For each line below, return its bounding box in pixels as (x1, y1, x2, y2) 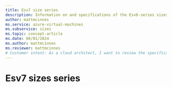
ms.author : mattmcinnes (5, 41, 56, 46)
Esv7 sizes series (5, 72, 80, 84)
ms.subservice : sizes (5, 27, 52, 32)
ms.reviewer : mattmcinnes (5, 46, 60, 51)
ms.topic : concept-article (5, 31, 63, 36)
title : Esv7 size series (5, 7, 58, 13)
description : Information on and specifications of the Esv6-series (5, 12, 155, 17)
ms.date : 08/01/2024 (5, 36, 50, 41)
